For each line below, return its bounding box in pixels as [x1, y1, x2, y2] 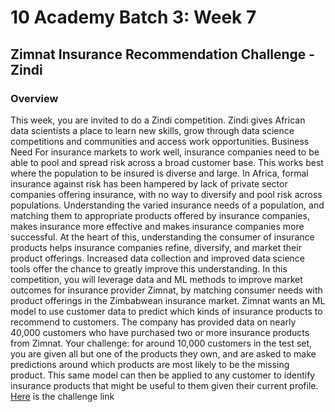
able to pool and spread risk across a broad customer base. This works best [10, 156, 324, 168]
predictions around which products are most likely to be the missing [10, 358, 290, 370]
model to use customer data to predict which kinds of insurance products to [10, 305, 323, 317]
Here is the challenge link [10, 390, 115, 402]
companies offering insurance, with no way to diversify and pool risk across [10, 188, 323, 200]
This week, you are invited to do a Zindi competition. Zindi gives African [10, 114, 306, 126]
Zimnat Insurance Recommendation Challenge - [10, 46, 316, 63]
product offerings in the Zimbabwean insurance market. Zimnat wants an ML [10, 294, 326, 306]
